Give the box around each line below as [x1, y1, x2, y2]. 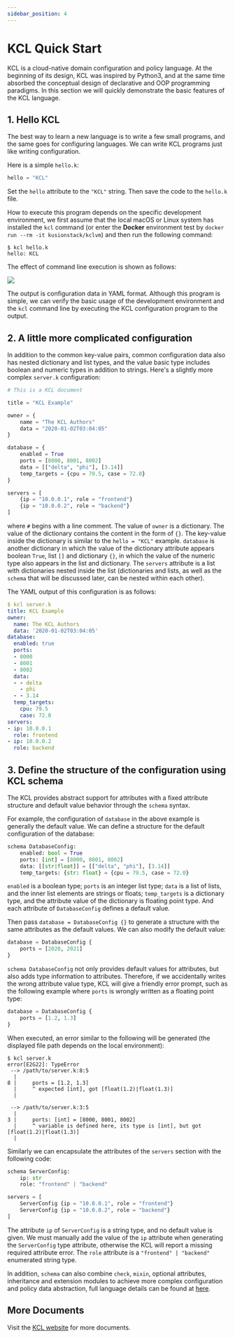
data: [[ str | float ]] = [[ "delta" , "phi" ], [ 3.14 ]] [20, 862, 171, 870]
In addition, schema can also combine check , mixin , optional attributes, [7, 1269, 207, 1278]
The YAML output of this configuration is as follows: [7, 587, 157, 596]
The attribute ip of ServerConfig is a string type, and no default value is [7, 1226, 213, 1234]
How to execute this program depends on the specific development [7, 208, 201, 217]
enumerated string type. [7, 1255, 77, 1264]
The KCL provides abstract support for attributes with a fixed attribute [7, 794, 208, 802]
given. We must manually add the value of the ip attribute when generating [7, 1233, 224, 1242]
